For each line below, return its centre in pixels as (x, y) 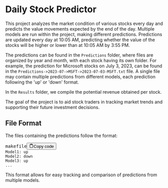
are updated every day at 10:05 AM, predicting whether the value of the (80, 40)
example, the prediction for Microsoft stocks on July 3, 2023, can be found (84, 66)
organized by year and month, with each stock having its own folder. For (81, 60)
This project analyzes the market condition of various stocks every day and (84, 23)
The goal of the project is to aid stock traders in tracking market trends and (84, 102)
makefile (16, 146)
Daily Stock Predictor (51, 9)
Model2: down (19, 156)
